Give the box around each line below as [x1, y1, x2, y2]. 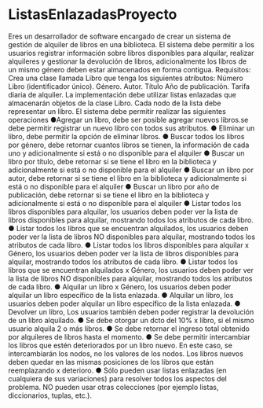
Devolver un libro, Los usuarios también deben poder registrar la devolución [8, 307, 254, 316]
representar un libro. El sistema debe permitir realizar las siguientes [8, 106, 226, 116]
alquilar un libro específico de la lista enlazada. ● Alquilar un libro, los [8, 290, 234, 300]
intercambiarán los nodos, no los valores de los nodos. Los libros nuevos [8, 348, 243, 358]
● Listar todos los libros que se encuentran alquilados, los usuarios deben [8, 223, 249, 233]
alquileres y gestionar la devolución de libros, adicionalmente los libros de [8, 57, 247, 66]
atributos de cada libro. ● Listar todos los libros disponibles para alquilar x [8, 240, 250, 249]
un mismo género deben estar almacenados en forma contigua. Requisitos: [8, 64, 251, 74]
